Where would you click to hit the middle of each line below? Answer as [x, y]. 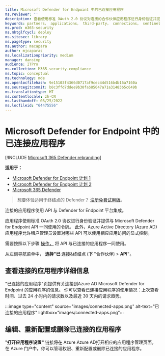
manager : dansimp [23, 60]
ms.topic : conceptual [27, 74]
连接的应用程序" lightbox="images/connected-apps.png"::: [65, 312]
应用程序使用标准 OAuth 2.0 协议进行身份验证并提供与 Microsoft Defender [80, 220]
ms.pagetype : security [28, 42]
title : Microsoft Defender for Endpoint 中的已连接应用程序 [65, 10]
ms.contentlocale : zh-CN [30, 96]
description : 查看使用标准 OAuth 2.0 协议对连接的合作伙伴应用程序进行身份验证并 [81, 19]
